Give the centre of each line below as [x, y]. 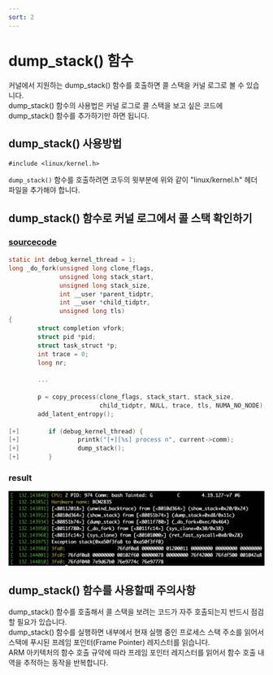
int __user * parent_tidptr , [107, 294]
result [20, 477]
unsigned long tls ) [93, 311]
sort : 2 [22, 17]
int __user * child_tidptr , [105, 303]
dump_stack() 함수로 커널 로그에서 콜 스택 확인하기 [130, 218]
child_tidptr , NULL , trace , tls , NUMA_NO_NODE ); [183, 405]
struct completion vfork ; [82, 329]
